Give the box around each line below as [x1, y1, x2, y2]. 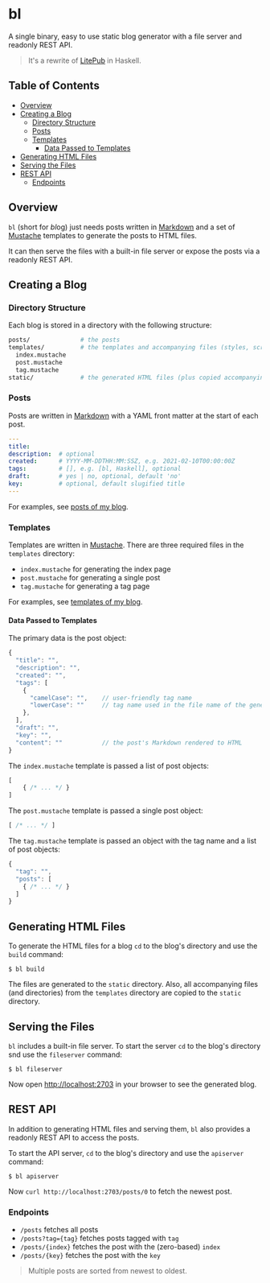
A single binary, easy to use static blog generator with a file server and [8, 31, 243, 41]
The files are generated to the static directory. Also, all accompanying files [8, 980, 259, 989]
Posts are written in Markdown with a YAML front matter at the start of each [8, 410, 259, 420]
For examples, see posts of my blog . [8, 501, 129, 511]
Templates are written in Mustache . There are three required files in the [8, 540, 244, 550]
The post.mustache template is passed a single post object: [8, 806, 203, 815]
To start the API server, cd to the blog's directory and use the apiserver [8, 1148, 244, 1157]
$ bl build [8, 965, 45, 974]
